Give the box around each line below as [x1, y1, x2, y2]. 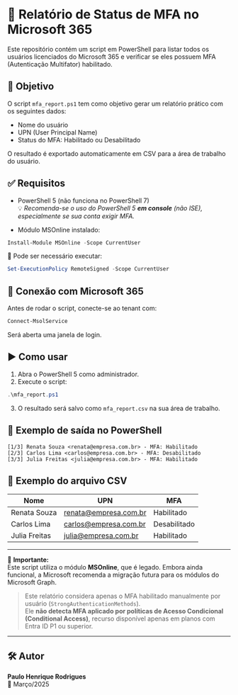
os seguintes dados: [7, 106, 67, 115]
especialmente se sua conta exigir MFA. [17, 212, 135, 220]
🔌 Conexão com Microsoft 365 [7, 285, 144, 297]
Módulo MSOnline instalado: [17, 225, 101, 234]
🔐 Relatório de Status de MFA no [7, 6, 200, 23]
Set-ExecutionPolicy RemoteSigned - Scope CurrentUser [7, 266, 170, 273]
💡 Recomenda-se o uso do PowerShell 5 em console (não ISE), [17, 203, 203, 212]
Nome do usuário [17, 120, 69, 129]
